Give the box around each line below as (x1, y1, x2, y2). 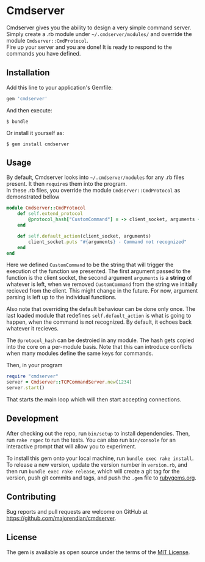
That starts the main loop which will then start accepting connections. (6, 396, 182, 403)
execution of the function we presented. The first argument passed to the (6, 268, 191, 275)
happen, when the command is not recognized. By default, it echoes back (6, 318, 192, 326)
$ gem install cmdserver (6, 141, 70, 147)
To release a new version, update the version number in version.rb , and (6, 461, 188, 468)
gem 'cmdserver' (6, 95, 48, 101)
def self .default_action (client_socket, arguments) (17, 233, 151, 239)
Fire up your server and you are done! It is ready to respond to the (6, 43, 173, 51)
